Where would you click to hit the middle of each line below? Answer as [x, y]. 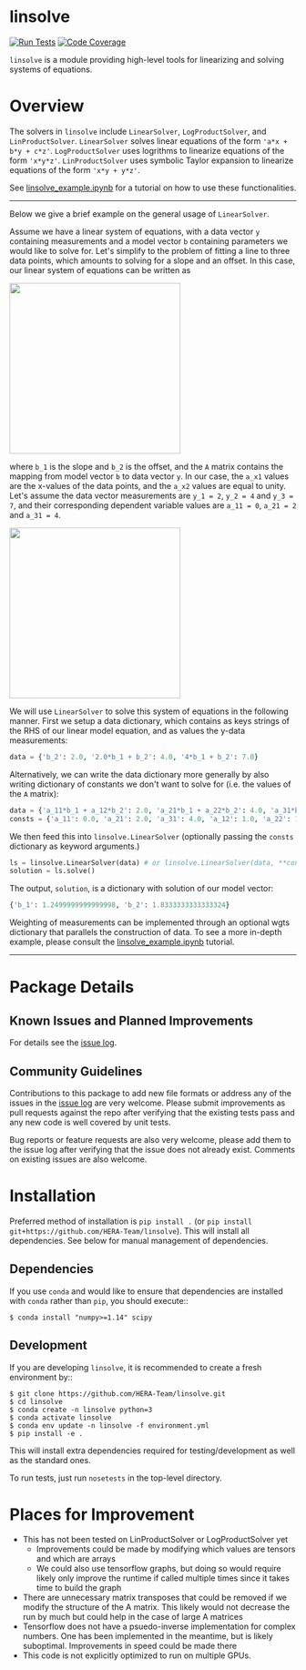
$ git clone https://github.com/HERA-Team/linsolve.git [117, 1394]
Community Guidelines [76, 1071]
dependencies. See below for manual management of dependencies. [139, 1240]
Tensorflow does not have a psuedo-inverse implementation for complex [159, 1626]
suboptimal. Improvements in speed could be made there [130, 1646]
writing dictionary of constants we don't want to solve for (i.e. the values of [150, 784]
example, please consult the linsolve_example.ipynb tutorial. [122, 942]
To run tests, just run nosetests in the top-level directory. [116, 1478]
